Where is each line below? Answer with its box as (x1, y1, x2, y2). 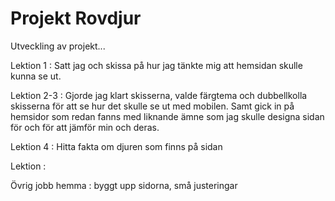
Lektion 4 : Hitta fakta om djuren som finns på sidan (10, 140, 223, 152)
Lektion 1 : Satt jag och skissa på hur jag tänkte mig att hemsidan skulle (10, 59, 303, 71)
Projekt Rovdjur (10, 7, 142, 30)
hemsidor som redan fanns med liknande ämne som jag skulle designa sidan (10, 110, 325, 122)
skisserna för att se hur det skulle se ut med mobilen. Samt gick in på (10, 100, 295, 112)
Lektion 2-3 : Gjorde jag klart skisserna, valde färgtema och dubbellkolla (10, 89, 308, 101)
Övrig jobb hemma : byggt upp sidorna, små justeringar (10, 179, 238, 191)
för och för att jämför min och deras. (10, 121, 160, 133)
